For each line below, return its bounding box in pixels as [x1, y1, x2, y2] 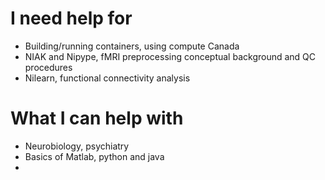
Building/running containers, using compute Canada [24, 40, 240, 52]
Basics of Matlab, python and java [24, 150, 165, 162]
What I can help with [10, 107, 184, 130]
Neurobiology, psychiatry [24, 140, 130, 152]
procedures [24, 61, 73, 73]
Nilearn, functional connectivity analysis [24, 72, 191, 84]
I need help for [10, 7, 133, 30]
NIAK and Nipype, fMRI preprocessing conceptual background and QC [24, 50, 317, 62]
